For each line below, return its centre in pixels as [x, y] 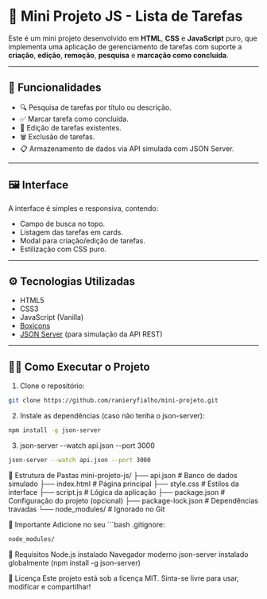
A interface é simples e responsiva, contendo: [83, 208]
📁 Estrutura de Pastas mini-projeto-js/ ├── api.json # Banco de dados [123, 475]
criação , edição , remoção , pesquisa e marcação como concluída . [118, 55]
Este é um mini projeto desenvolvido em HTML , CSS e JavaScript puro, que [133, 38]
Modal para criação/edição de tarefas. [82, 240]
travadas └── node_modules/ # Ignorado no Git [87, 509]
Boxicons [35, 326]
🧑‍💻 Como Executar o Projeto [79, 366]
